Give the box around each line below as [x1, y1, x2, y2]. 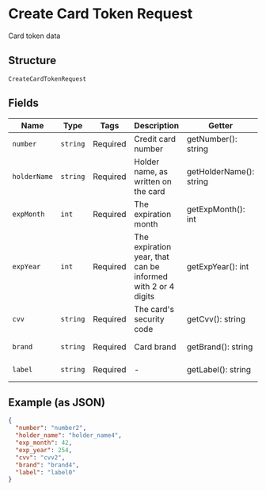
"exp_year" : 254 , [15, 446, 73, 454]
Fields [8, 97, 40, 110]
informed [134, 271, 169, 282]
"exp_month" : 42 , [15, 439, 73, 447]
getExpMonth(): [186, 204, 245, 215]
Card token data [8, 31, 61, 40]
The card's [134, 303, 174, 314]
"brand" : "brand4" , [15, 461, 80, 469]
